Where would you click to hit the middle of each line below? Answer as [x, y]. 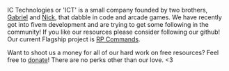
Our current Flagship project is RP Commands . [74, 39]
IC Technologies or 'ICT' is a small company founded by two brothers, [108, 10]
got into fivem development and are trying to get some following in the [108, 24]
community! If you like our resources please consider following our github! [114, 32]
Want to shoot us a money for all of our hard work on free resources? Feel [113, 52]
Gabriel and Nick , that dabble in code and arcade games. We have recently [115, 17]
